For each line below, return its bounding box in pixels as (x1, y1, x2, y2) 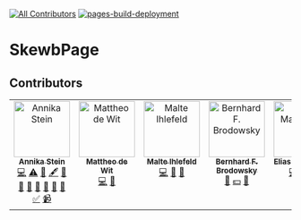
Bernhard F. (215, 157, 258, 166)
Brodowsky (216, 165, 258, 175)
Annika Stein (18, 157, 65, 166)
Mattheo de (85, 157, 128, 166)
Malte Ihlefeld (146, 157, 197, 166)
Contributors (9, 75, 83, 90)
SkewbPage (9, 40, 100, 60)
